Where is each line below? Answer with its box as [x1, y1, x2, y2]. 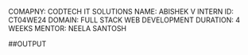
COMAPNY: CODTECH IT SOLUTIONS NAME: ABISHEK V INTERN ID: [8, 7, 234, 16]
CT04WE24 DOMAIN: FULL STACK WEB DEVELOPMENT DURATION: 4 [8, 15, 241, 25]
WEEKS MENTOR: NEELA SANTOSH [8, 24, 127, 33]
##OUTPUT [8, 39, 47, 49]
